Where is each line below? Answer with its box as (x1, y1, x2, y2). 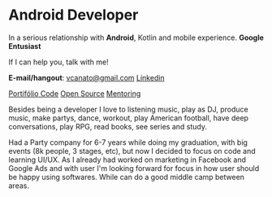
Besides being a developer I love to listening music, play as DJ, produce (8, 104, 249, 114)
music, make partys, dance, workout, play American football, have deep (8, 112, 249, 123)
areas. (8, 181, 30, 190)
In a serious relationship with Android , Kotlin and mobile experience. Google (8, 33, 264, 42)
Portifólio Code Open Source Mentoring (8, 88, 141, 98)
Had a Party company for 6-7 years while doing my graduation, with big (8, 137, 248, 147)
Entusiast (8, 41, 41, 50)
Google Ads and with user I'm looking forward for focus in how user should (8, 163, 260, 173)
